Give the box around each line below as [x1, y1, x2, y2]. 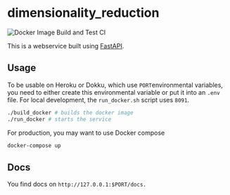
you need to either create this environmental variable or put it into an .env [7, 88, 220, 96]
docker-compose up [7, 142, 61, 149]
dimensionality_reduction [7, 5, 160, 21]
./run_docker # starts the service [7, 116, 112, 123]
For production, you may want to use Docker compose [7, 128, 165, 137]
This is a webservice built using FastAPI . [7, 41, 124, 50]
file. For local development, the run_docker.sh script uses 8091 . [7, 95, 190, 104]
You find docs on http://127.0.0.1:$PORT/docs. [7, 180, 146, 189]
